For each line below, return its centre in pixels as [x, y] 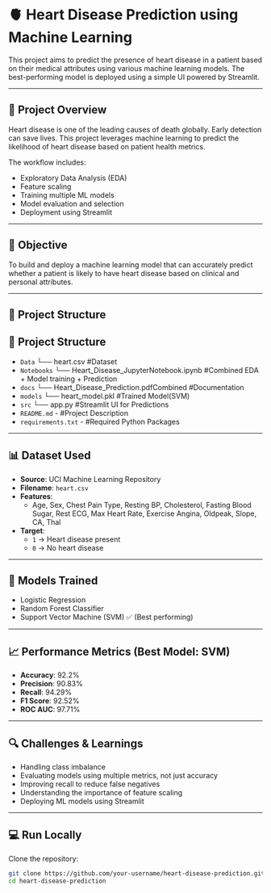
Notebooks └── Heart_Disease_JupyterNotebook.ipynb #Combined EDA [140, 370]
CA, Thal [46, 522]
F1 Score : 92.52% [50, 701]
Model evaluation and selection [72, 203]
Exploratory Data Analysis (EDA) [73, 178]
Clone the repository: [44, 858]
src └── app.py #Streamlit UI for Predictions [94, 405]
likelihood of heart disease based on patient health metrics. [107, 146]
